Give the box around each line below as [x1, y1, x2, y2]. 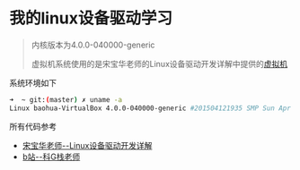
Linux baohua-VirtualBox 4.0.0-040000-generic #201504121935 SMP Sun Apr [9, 104, 292, 113]
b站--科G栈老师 [22, 151, 81, 162]
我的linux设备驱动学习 [9, 8, 173, 29]
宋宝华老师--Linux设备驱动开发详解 [22, 140, 153, 150]
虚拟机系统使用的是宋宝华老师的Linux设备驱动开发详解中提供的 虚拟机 [31, 58, 288, 69]
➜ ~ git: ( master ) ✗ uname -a [9, 95, 123, 104]
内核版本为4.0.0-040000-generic [31, 39, 155, 50]
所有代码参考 [9, 121, 57, 132]
